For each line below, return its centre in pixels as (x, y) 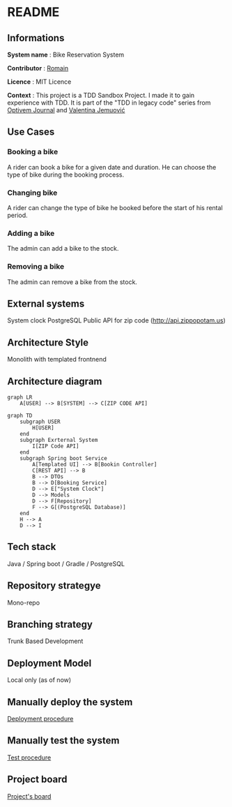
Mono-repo (24, 602)
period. (17, 215)
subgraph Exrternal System (59, 440)
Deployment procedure (40, 719)
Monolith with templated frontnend (57, 360)
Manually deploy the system (70, 702)
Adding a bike (31, 233)
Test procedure (29, 757)
